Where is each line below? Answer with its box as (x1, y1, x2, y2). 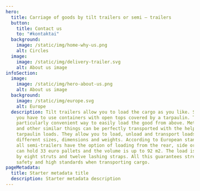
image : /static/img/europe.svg (16, 98, 94, 104)
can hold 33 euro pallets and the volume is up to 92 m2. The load (16, 148, 187, 154)
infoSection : (5, 70, 38, 76)
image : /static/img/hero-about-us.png (16, 81, 113, 87)
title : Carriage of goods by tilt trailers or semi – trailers (11, 14, 171, 20)
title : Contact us (16, 25, 62, 32)
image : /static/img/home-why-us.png (16, 43, 108, 48)
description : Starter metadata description (11, 176, 121, 182)
